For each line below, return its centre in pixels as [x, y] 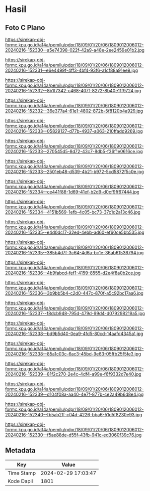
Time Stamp [22, 473]
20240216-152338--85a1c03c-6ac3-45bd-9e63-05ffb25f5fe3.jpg [73, 354]
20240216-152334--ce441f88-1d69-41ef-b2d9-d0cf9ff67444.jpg [73, 192]
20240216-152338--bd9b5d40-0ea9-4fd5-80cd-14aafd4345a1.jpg [74, 333]
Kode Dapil [20, 481]
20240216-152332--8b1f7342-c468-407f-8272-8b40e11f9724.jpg [73, 90]
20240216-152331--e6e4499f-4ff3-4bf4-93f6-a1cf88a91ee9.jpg [72, 70]
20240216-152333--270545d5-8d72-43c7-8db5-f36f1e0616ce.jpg [74, 151]
